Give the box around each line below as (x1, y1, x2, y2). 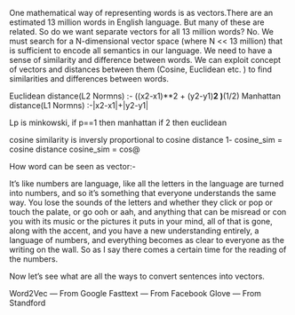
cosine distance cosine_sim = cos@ (9, 144, 140, 154)
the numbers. (9, 254, 59, 264)
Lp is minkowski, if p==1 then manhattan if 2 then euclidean (9, 117, 227, 128)
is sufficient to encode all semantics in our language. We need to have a (9, 45, 273, 56)
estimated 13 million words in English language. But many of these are (9, 17, 265, 28)
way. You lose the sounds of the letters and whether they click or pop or (9, 197, 274, 208)
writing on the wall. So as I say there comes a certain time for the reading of (9, 244, 287, 255)
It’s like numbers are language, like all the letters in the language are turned (9, 178, 284, 189)
